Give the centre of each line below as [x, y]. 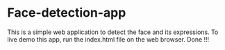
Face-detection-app [67, 13]
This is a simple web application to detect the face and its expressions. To [113, 32]
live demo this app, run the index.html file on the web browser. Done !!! [108, 39]
